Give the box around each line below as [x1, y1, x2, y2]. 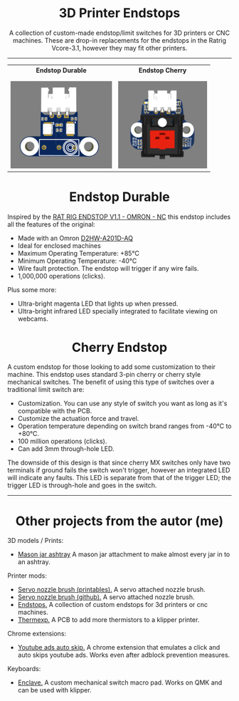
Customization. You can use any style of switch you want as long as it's [17, 399, 228, 407]
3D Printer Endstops [58, 5, 181, 21]
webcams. [17, 314, 48, 323]
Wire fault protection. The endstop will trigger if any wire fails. [17, 264, 199, 272]
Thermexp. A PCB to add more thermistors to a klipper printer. [17, 616, 200, 624]
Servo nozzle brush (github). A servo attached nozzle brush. [17, 593, 195, 601]
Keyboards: [7, 665, 41, 673]
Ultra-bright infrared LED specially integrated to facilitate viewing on [17, 306, 218, 315]
